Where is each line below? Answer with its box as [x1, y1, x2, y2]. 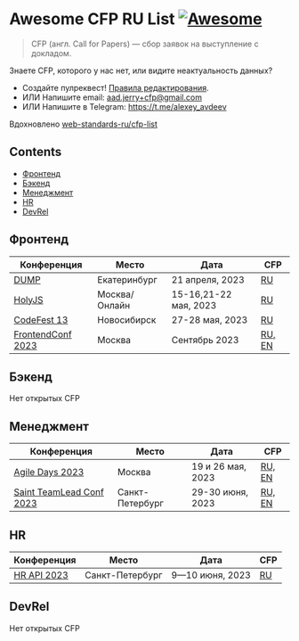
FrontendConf [13, 328, 73, 341]
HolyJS [13, 293, 44, 306]
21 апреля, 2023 [171, 273, 245, 285]
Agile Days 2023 [13, 466, 85, 479]
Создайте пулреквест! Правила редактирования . [21, 82, 209, 93]
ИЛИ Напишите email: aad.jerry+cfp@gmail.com [21, 92, 203, 103]
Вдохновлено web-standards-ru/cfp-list [9, 119, 158, 129]
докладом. [30, 47, 72, 58]
